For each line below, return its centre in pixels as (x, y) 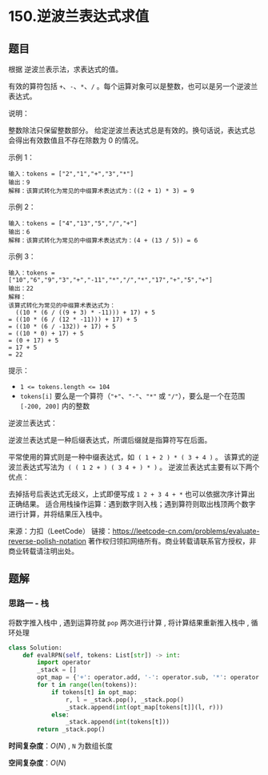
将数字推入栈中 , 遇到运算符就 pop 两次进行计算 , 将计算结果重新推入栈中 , (129, 622)
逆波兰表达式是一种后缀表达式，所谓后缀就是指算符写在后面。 (110, 440)
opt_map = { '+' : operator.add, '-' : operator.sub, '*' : (132, 677)
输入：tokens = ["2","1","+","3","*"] (71, 174)
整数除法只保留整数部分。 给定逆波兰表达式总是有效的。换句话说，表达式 (128, 130)
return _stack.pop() (71, 729)
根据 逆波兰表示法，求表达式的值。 (65, 69)
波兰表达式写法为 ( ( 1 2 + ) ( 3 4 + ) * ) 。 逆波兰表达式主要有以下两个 (134, 467)
